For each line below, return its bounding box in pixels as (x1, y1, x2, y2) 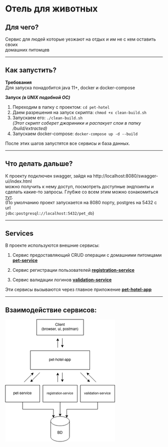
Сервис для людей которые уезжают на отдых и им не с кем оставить (5, 36, 156, 42)
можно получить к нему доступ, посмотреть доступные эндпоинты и (5, 183, 154, 189)
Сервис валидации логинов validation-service (12, 277, 112, 283)
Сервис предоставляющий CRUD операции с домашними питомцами (12, 252, 162, 258)
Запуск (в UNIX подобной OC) (5, 94, 70, 100)
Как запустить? (5, 66, 56, 75)
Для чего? (5, 23, 39, 32)
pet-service (12, 257, 38, 263)
